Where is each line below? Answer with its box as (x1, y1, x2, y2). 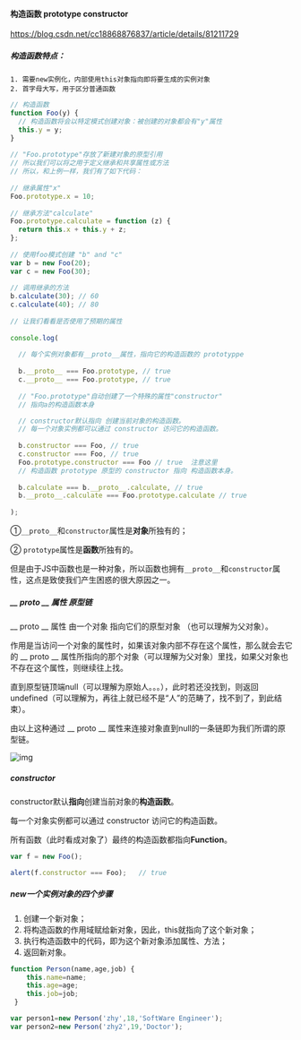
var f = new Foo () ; (10, 852, 83, 861)
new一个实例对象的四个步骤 (10, 889, 113, 899)
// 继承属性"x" (10, 184, 62, 193)
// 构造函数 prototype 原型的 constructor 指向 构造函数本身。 (18, 466, 238, 475)
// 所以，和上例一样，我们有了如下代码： (10, 167, 142, 176)
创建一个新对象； (22, 913, 87, 924)
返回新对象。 (22, 946, 71, 958)
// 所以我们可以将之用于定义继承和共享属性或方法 (10, 159, 169, 168)
